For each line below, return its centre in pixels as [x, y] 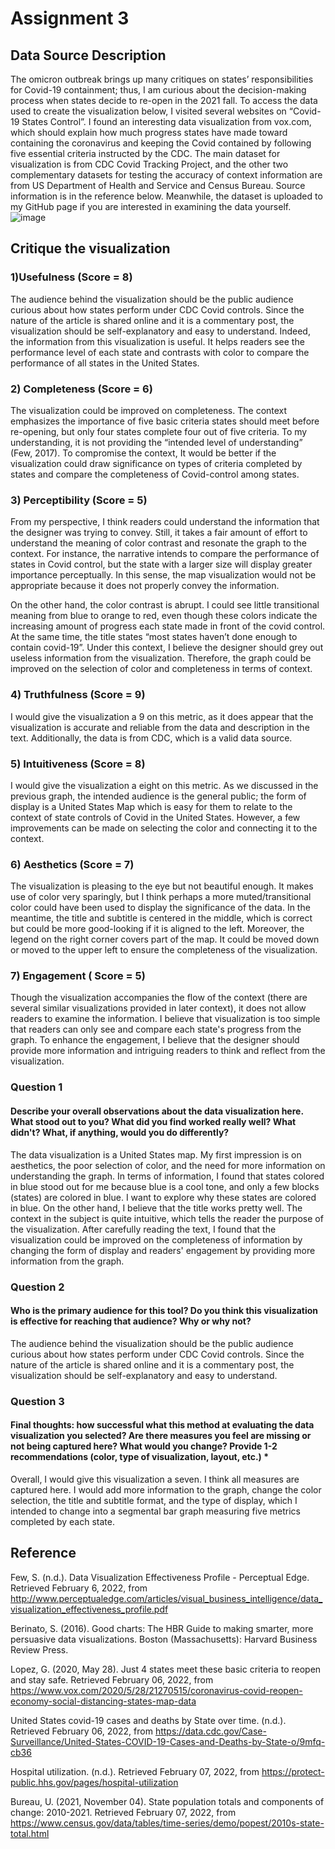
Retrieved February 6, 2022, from [79, 1588]
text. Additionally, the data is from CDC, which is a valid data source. [151, 738]
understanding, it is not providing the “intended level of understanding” [156, 442]
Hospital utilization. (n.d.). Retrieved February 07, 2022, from [135, 1771]
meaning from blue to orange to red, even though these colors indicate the [164, 616]
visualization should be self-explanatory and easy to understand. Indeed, [160, 331]
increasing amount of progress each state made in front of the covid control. [168, 626]
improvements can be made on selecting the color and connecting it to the [164, 828]
